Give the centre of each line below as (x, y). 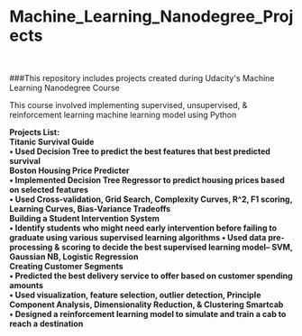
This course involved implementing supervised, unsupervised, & (128, 104)
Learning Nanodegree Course (64, 87)
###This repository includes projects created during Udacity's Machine (142, 77)
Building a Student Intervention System (85, 218)
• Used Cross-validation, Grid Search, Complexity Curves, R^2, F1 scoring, (151, 199)
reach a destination (46, 323)
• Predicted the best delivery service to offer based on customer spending (151, 276)
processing (31, 247)
